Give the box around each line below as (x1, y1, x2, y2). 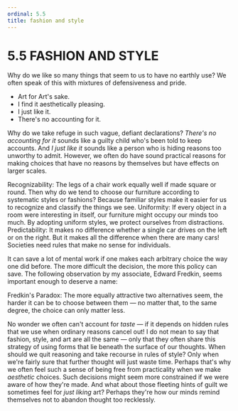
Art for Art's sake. (17, 92, 70, 101)
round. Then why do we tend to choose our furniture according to (7, 188, 200, 196)
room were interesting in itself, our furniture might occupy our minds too (7, 210, 219, 219)
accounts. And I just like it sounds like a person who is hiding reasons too (7, 144, 222, 153)
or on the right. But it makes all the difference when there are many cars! (7, 233, 220, 242)
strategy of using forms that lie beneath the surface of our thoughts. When (7, 343, 226, 351)
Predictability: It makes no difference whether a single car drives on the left (7, 225, 227, 235)
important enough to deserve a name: (7, 277, 118, 286)
